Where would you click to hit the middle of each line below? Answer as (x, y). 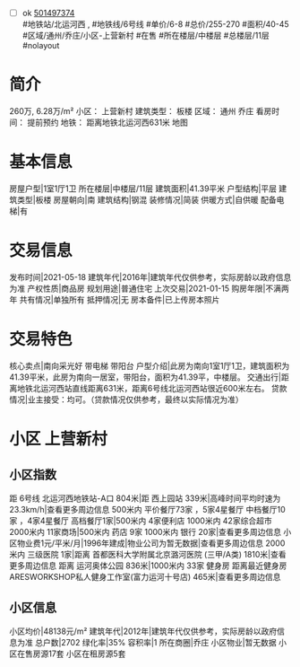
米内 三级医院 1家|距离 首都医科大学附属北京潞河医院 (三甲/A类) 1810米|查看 (148, 554)
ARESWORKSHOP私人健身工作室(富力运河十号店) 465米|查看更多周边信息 (145, 576)
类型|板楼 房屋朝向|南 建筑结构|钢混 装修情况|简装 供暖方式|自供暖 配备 (146, 199)
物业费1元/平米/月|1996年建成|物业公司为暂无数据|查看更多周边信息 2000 (151, 543)
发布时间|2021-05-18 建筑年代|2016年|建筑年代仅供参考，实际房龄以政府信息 (150, 276)
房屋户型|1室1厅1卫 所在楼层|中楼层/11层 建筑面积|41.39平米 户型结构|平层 (143, 189)
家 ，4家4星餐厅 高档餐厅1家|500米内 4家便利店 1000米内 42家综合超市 (141, 521)
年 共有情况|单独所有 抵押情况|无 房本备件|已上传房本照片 (115, 299)
